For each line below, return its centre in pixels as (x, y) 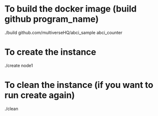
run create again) (40, 95)
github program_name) (52, 19)
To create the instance (50, 52)
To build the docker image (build (71, 9)
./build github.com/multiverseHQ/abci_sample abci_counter (64, 32)
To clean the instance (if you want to (79, 85)
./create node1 (19, 65)
